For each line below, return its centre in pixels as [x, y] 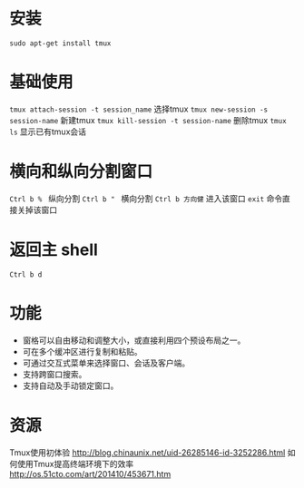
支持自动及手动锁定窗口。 [70, 386]
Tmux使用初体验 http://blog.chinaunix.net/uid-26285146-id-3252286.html [147, 452]
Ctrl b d [26, 274]
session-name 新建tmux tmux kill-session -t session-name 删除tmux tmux [148, 120]
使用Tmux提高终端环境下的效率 [75, 464]
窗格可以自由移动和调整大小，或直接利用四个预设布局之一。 [134, 340]
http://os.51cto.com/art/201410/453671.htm [90, 473]
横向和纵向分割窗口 [81, 172]
